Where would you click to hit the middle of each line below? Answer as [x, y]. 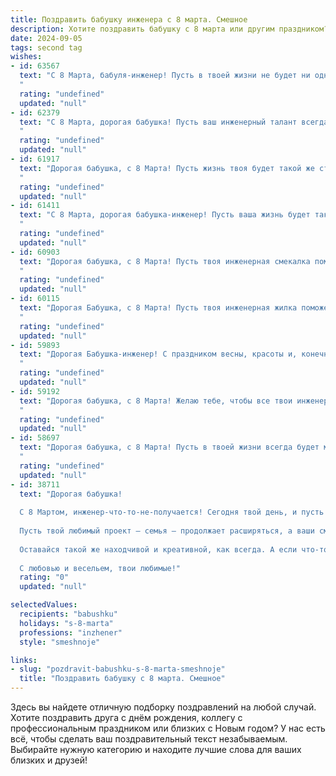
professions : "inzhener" [71, 632]
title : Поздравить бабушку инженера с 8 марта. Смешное [129, 19]
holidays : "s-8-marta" [66, 623]
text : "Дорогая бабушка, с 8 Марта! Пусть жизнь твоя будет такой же [167, 168]
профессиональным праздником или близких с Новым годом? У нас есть [168, 728]
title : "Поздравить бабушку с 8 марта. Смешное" [122, 679]
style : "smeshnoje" [60, 642]
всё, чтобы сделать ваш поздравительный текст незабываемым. [149, 739]
